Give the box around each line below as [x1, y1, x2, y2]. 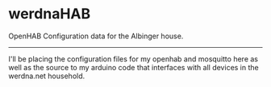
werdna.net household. [8, 71, 85, 81]
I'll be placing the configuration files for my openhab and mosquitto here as [8, 53, 258, 64]
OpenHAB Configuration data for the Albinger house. [8, 31, 184, 41]
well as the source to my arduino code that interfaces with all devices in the [8, 62, 260, 72]
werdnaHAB [8, 5, 91, 23]
